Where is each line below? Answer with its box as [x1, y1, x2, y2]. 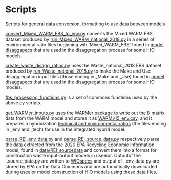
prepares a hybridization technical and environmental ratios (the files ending [5, 120, 166, 127]
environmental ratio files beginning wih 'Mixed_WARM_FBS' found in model [5, 41, 164, 47]
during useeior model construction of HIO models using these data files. [5, 169, 158, 175]
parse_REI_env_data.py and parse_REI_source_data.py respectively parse [5, 136, 160, 142]
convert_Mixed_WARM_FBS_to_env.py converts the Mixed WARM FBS [5, 30, 153, 37]
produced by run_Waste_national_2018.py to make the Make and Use [5, 68, 151, 74]
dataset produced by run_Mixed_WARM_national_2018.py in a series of [5, 36, 155, 42]
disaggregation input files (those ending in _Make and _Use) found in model [5, 73, 165, 79]
